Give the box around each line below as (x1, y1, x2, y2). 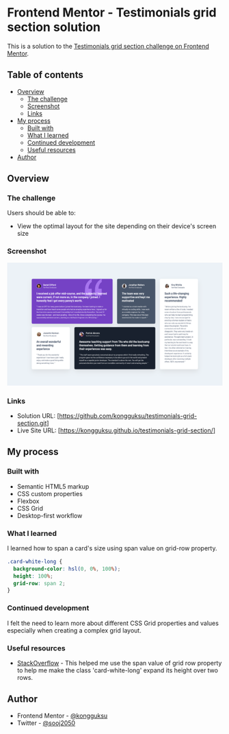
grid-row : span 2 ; (13, 580, 66, 587)
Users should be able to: (7, 209, 77, 217)
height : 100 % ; (13, 572, 53, 580)
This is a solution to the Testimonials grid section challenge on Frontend (7, 42, 210, 50)
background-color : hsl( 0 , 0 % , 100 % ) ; (13, 565, 121, 572)
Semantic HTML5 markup (16, 482, 90, 491)
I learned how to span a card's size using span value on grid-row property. (7, 543, 217, 552)
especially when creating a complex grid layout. (7, 626, 142, 635)
